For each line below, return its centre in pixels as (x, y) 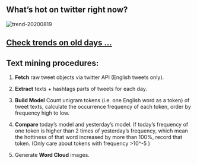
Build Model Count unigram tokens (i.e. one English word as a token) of (102, 100)
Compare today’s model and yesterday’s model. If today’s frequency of (101, 125)
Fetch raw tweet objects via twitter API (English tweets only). (89, 77)
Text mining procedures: (53, 63)
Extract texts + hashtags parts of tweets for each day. (81, 89)
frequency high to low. (42, 113)
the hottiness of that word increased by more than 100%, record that (99, 137)
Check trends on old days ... (59, 43)
